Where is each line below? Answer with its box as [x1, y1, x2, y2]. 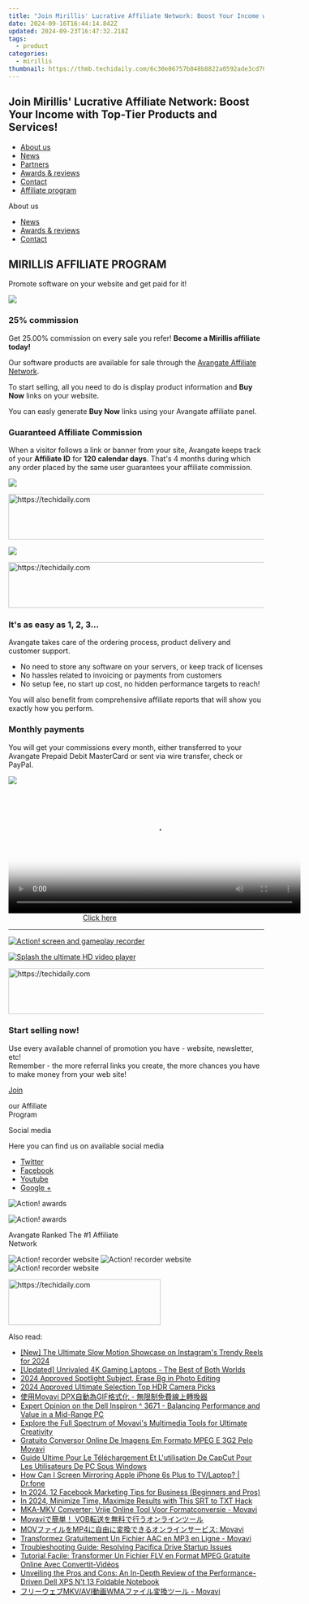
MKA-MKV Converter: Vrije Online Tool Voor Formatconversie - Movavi [19, 1504, 258, 1514]
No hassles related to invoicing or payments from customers [19, 670, 222, 680]
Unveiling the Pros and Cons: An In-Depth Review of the [19, 1567, 208, 1578]
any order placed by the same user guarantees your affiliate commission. [8, 462, 253, 472]
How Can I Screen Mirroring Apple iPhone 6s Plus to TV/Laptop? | [19, 1470, 240, 1480]
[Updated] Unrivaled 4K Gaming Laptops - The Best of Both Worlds [19, 1364, 246, 1375]
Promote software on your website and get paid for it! [8, 279, 187, 289]
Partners [19, 159, 49, 169]
